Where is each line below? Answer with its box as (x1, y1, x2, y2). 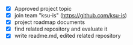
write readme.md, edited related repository (14, 32, 121, 40)
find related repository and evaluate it (14, 25, 108, 32)
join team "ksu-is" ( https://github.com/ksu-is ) (14, 12, 128, 19)
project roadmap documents (14, 19, 85, 26)
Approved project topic (14, 5, 72, 12)
